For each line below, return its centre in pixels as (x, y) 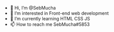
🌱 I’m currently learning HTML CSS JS (50, 19)
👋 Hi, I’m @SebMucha (33, 8)
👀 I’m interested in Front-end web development (59, 13)
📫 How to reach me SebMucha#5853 (50, 24)
